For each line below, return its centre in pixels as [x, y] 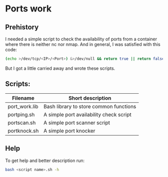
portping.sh [21, 114]
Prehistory [22, 27]
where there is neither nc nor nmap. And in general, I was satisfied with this [83, 44]
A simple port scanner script [76, 123]
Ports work [28, 9]
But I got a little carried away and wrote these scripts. [60, 68]
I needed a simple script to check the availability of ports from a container [81, 39]
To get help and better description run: [45, 161]
